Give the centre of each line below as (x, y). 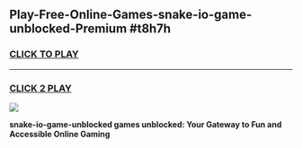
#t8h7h (150, 29)
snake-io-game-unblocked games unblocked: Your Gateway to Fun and (146, 124)
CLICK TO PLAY (44, 55)
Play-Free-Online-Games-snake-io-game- (131, 15)
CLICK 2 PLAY (40, 88)
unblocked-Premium (68, 29)
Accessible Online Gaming (60, 134)
